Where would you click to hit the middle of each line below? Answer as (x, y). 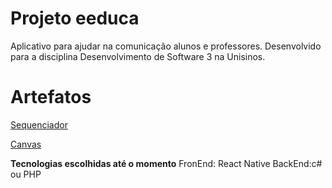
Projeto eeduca (75, 18)
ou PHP (26, 174)
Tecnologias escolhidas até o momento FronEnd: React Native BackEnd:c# (166, 163)
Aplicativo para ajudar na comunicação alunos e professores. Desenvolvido (166, 46)
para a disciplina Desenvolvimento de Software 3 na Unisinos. (138, 56)
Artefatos (51, 97)
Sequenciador (39, 124)
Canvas (26, 144)
